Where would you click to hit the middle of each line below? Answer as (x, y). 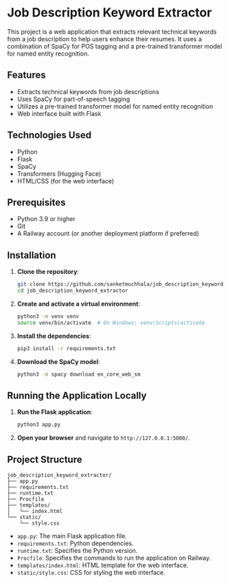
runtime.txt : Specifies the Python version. (77, 550)
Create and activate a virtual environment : (79, 304)
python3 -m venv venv (48, 316)
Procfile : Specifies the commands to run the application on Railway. (114, 558)
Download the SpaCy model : (59, 361)
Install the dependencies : (54, 336)
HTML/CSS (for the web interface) (66, 181)
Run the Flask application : (55, 412)
